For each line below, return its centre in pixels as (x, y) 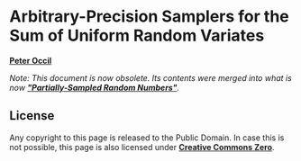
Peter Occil (31, 60)
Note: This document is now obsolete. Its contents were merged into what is (151, 77)
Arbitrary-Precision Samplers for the (150, 17)
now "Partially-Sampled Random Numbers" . (95, 87)
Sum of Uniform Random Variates (137, 36)
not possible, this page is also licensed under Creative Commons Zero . (142, 147)
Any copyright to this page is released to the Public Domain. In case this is (147, 138)
